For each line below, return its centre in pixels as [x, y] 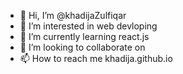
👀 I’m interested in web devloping [88, 26]
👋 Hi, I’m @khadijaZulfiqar [73, 15]
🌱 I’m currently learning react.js [84, 36]
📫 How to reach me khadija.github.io [96, 58]
